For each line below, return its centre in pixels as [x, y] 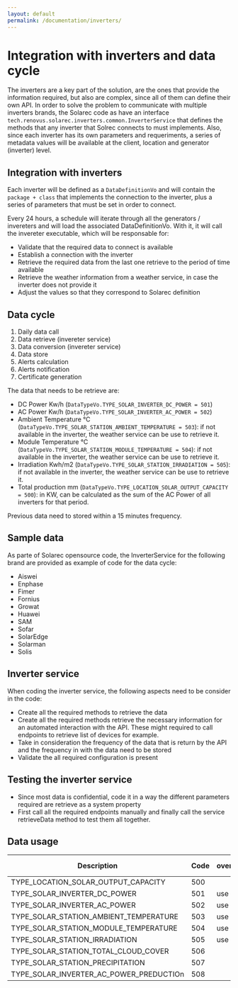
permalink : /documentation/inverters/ [64, 21]
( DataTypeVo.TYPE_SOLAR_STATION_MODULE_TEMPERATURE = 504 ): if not [115, 450]
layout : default [31, 14]
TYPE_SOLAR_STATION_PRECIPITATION [78, 963]
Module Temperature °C [53, 442]
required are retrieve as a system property [79, 804]
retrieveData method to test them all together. [84, 819]
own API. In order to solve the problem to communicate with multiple [107, 105]
